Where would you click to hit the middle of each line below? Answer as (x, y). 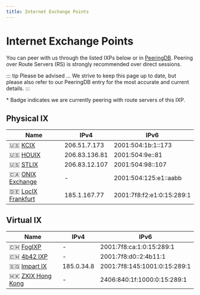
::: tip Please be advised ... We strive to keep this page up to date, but (91, 76)
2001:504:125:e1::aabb (148, 178)
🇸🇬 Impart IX (28, 266)
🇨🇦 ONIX (23, 175)
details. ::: (18, 88)
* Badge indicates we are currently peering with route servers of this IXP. (96, 100)
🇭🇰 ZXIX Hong (30, 276)
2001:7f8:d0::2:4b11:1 (133, 257)
